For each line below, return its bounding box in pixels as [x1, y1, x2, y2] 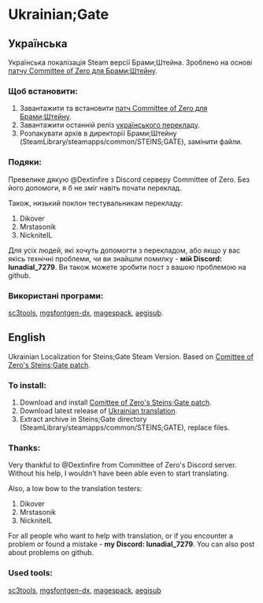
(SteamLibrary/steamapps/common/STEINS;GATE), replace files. [19, 423, 230, 432]
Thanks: [8, 442, 41, 453]
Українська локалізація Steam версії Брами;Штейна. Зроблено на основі [8, 57, 253, 67]
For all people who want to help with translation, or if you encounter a [8, 531, 234, 541]
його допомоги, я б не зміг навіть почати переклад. [8, 183, 183, 192]
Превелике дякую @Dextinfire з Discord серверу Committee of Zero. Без [8, 175, 250, 184]
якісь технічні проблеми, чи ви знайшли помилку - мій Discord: [8, 253, 222, 263]
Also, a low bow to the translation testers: [8, 484, 143, 494]
